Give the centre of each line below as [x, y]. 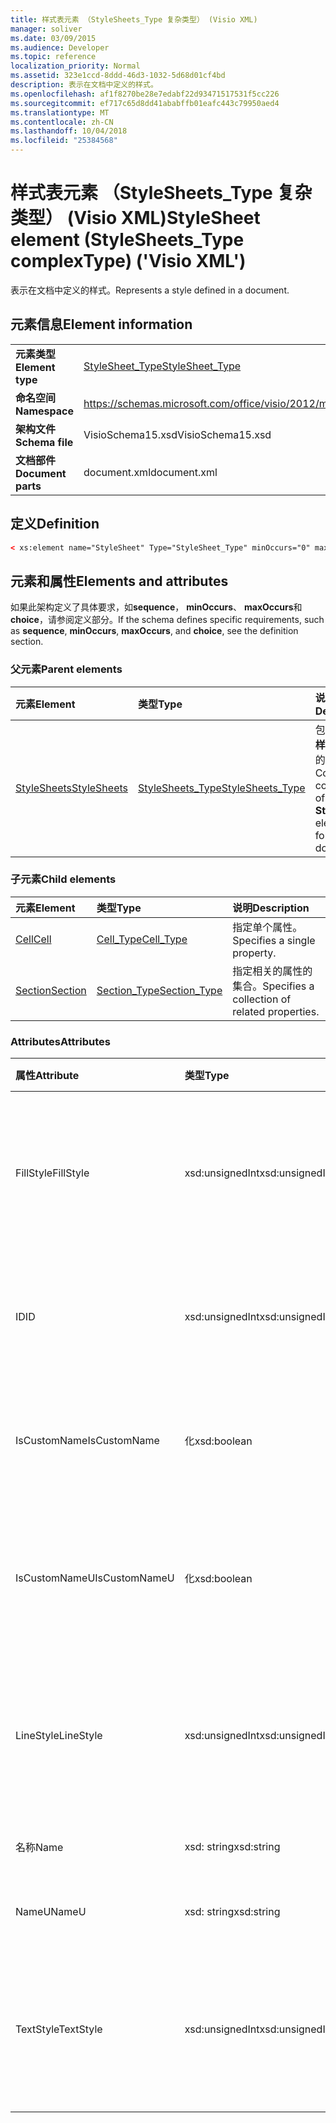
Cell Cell [33, 939]
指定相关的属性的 [272, 971]
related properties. [276, 1011]
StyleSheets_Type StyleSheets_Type [222, 788]
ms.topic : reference [53, 57]
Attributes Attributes [60, 1041]
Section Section [51, 990]
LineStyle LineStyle [59, 1736]
